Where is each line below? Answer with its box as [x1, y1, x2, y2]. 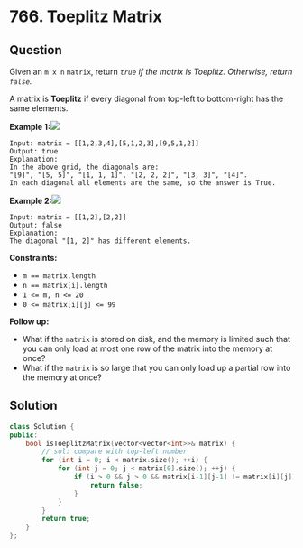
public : [9, 431, 39, 440]
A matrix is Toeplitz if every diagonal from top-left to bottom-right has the [9, 93, 284, 104]
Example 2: [9, 196, 52, 206]
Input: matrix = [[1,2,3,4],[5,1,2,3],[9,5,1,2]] [9, 139, 200, 148]
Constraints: [9, 253, 58, 263]
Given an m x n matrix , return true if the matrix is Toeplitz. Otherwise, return [9, 66, 293, 77]
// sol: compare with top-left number [41, 447, 188, 457]
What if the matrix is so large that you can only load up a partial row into [22, 363, 291, 373]
